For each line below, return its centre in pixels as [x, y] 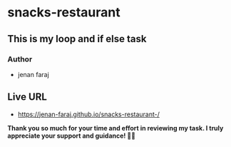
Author [20, 59]
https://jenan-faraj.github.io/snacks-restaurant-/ [89, 114]
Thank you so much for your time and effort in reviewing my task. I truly [115, 128]
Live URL [27, 97]
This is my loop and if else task [77, 39]
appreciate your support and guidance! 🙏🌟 [71, 136]
